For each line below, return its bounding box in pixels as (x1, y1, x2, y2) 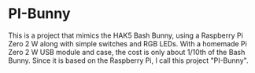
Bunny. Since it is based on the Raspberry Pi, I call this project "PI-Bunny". (8, 56, 249, 65)
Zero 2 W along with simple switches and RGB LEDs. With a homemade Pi (8, 38, 248, 48)
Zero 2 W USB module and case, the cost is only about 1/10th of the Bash (8, 47, 246, 57)
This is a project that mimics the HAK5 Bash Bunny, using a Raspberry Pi (8, 31, 244, 40)
